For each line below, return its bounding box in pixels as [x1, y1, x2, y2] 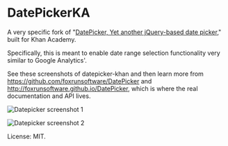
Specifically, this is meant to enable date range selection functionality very [7, 49, 220, 57]
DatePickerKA [7, 5, 90, 21]
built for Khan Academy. [7, 35, 76, 43]
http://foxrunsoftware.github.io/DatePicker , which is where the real [7, 84, 198, 92]
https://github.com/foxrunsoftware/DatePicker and [7, 76, 152, 85]
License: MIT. [7, 132, 47, 140]
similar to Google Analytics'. [7, 56, 87, 64]
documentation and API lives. [7, 92, 91, 100]
